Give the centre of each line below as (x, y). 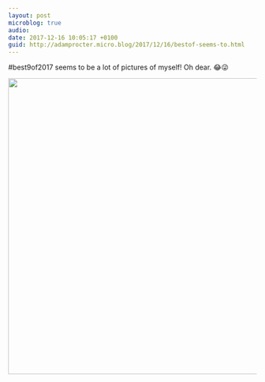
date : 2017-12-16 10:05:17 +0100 (63, 37)
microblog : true (35, 23)
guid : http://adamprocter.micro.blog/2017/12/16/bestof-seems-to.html (127, 45)
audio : (19, 30)
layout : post (30, 15)
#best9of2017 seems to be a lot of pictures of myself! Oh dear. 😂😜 (118, 67)
